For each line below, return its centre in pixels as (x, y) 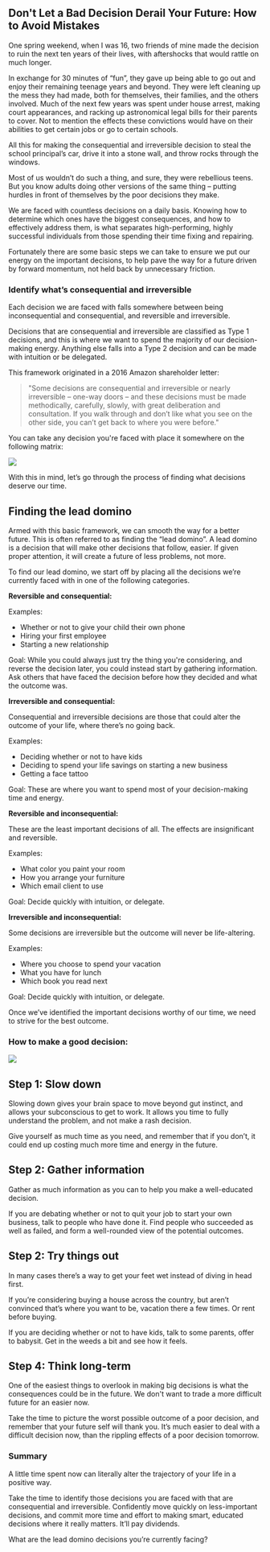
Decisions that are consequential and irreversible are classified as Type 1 (129, 331)
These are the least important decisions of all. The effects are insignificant (131, 829)
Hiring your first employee (63, 635)
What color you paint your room (73, 868)
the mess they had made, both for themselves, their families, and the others (133, 95)
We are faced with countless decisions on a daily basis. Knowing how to (128, 210)
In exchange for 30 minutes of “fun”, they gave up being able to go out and (132, 78)
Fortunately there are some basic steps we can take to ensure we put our (129, 251)
